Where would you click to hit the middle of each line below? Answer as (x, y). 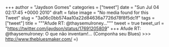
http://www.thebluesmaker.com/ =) (42, 39)
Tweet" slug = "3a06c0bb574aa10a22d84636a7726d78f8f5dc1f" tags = (80, 18)
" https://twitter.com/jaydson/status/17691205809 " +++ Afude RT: (73, 28)
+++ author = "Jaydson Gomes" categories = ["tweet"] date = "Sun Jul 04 (82, 7)
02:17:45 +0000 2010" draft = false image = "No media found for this (77, 12)
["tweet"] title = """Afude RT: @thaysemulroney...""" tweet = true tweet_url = (85, 23)
